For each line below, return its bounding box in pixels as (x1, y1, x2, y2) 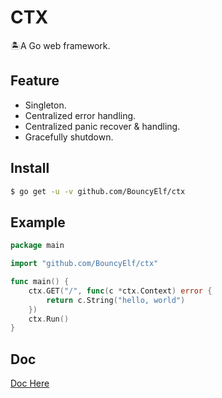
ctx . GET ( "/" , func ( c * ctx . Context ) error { (28, 286, 213, 296)
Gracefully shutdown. (24, 131, 114, 143)
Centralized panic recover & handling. (24, 120, 181, 132)
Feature (10, 72, 60, 90)
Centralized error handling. (24, 109, 137, 121)
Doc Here (10, 377, 50, 390)
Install (10, 160, 50, 177)
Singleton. (24, 99, 67, 111)
